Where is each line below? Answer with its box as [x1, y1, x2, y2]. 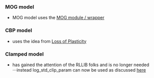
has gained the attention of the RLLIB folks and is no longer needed [12, 62, 150, 68]
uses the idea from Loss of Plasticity [12, 38, 87, 44]
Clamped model [5, 50, 44, 57]
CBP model [5, 27, 32, 34]
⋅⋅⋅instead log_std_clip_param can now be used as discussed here [12, 67, 146, 73]
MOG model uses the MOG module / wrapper [12, 15, 105, 21]
